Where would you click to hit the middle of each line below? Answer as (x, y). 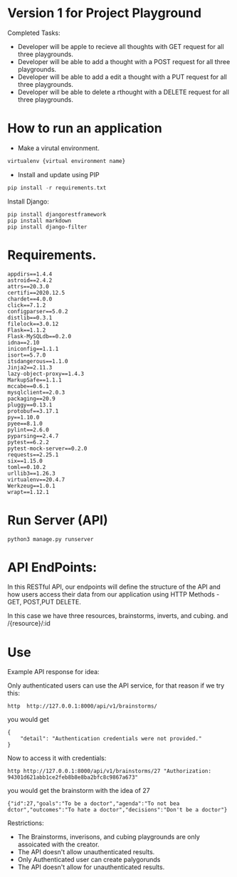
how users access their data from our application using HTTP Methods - (114, 594)
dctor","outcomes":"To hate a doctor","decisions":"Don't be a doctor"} (117, 810)
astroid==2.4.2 (30, 280)
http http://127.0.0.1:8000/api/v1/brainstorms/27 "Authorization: (110, 771)
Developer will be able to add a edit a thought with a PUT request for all (122, 77)
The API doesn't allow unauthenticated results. (86, 852)
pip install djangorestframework (57, 214)
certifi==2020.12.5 (36, 293)
